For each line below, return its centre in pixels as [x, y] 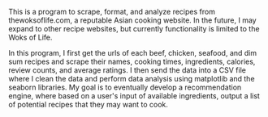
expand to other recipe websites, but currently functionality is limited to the [134, 29]
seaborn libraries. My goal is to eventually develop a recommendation [125, 87]
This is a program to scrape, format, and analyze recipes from [112, 12]
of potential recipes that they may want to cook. [89, 104]
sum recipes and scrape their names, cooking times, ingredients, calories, [132, 61]
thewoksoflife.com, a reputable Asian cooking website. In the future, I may [133, 20]
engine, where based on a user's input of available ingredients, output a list [134, 96]
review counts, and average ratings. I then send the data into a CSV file [127, 70]
